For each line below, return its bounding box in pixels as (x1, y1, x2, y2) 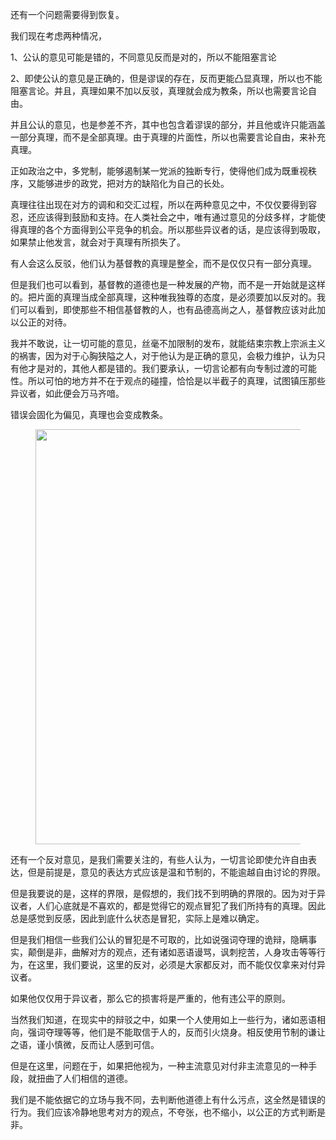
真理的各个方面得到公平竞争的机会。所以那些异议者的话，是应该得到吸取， (18, 224, 326, 235)
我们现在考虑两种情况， (10, 30, 107, 42)
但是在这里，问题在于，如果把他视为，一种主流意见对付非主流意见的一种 (10, 1060, 308, 1072)
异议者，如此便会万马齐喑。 (10, 388, 125, 399)
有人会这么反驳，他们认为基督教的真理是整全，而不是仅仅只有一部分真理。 (10, 258, 317, 269)
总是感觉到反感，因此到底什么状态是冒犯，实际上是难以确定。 (10, 913, 265, 924)
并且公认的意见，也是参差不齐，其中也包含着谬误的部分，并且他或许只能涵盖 (10, 119, 326, 130)
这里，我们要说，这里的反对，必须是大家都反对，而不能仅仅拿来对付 (36, 959, 317, 970)
